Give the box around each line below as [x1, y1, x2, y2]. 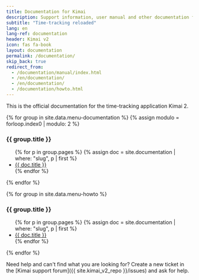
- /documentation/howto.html [11, 86, 84, 92]
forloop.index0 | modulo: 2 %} [6, 120, 80, 127]
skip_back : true [6, 58, 46, 64]
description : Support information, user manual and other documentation [6, 14, 190, 20]
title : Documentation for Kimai [6, 8, 86, 15]
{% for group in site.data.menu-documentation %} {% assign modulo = [6, 114, 179, 121]
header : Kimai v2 [6, 36, 49, 42]
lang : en [6, 25, 28, 32]
